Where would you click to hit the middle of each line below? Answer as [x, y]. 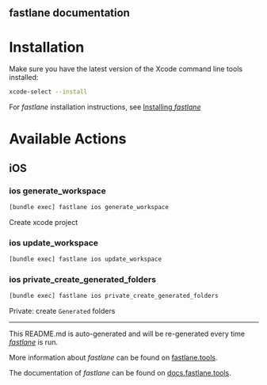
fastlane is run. [34, 342]
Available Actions [68, 139]
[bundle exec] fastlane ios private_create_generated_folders [114, 296]
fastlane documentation [69, 13]
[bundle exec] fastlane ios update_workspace [85, 259]
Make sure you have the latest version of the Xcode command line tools [126, 69]
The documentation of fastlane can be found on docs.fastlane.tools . [120, 373]
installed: [24, 78]
